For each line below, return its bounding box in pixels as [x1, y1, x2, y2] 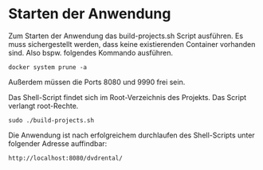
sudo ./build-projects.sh [8, 116, 94, 124]
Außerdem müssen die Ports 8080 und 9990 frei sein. [8, 77, 186, 87]
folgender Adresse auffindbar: [8, 138, 108, 148]
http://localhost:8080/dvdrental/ [8, 154, 124, 162]
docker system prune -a [8, 63, 88, 71]
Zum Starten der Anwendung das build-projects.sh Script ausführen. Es [8, 31, 244, 41]
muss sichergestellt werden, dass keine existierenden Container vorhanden [8, 39, 256, 48]
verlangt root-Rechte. [8, 101, 79, 110]
